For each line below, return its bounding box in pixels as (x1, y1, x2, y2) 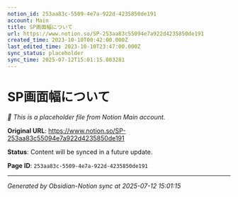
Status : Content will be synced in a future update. (7, 148, 153, 156)
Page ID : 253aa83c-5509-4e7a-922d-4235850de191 (7, 161, 149, 169)
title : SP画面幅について (7, 23, 73, 30)
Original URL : (7, 126, 47, 135)
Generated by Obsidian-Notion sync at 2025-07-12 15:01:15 (7, 181, 181, 190)
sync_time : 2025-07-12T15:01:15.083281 (7, 56, 125, 64)
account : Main (7, 17, 50, 24)
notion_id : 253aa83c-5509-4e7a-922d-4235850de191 (7, 10, 157, 18)
